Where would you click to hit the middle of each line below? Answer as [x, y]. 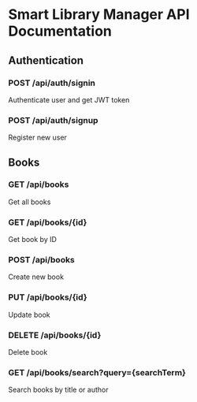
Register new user [37, 138]
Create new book [36, 277]
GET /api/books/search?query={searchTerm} [97, 372]
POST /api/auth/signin [52, 83]
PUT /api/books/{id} [48, 297]
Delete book [28, 352]
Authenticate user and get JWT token [69, 99]
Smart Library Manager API [99, 15]
